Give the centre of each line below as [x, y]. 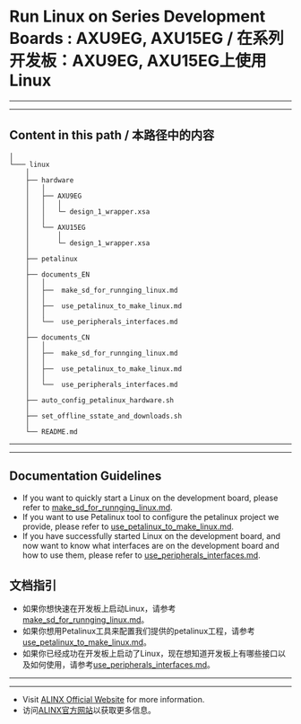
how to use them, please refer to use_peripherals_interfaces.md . [142, 555]
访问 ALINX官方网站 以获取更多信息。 [89, 711]
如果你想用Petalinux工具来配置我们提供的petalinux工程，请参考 [138, 631]
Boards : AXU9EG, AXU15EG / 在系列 [147, 39]
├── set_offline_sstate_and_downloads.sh [103, 416]
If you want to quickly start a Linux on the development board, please [150, 498]
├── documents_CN [58, 337]
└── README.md [52, 432]
